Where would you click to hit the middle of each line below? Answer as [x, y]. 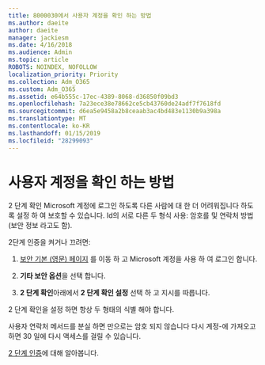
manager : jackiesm [38, 38]
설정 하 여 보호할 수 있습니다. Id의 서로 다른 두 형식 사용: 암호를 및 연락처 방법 [135, 215]
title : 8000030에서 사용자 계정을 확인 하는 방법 [80, 15]
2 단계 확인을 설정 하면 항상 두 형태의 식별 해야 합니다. [91, 310]
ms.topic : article [38, 60]
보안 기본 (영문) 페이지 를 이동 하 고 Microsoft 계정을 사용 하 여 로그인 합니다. [138, 259]
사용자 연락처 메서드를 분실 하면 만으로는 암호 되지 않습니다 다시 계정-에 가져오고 [132, 326]
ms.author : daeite [38, 23]
